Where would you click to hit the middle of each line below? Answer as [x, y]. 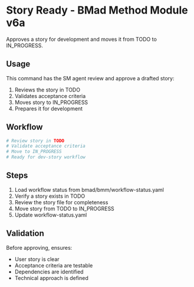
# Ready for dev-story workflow [46, 157]
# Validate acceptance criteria [46, 146]
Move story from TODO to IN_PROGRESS [65, 208]
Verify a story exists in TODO [50, 196]
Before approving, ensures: [39, 247]
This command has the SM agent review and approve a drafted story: [90, 78]
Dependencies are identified [49, 272]
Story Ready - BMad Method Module [97, 10]
